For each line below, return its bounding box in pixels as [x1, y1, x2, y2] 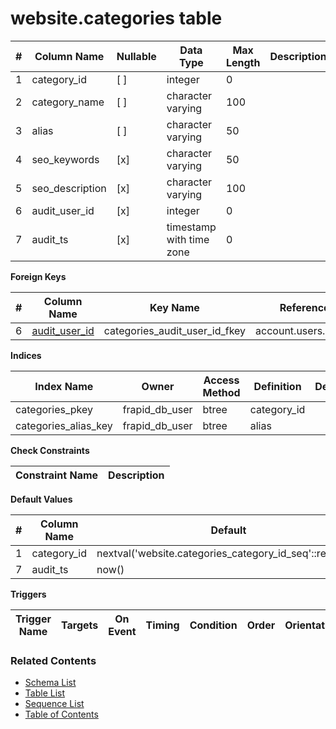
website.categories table [10, 7, 223, 30]
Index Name [34, 379, 94, 393]
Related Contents [10, 653, 97, 667]
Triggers [10, 588, 47, 600]
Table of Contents [24, 708, 99, 721]
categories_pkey [15, 402, 93, 416]
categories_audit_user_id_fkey [103, 323, 247, 337]
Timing [145, 618, 180, 632]
